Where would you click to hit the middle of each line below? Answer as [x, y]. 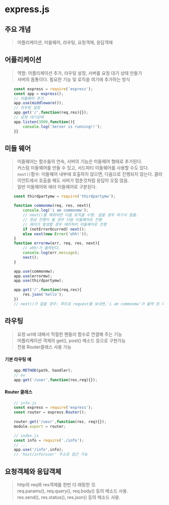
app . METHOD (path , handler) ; [43, 370]
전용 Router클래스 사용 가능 [44, 347]
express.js [27, 9]
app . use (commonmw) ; [34, 271]
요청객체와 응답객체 [33, 471]
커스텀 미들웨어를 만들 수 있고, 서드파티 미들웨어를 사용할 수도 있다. [83, 168]
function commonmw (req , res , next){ [52, 206]
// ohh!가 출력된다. [42, 248]
